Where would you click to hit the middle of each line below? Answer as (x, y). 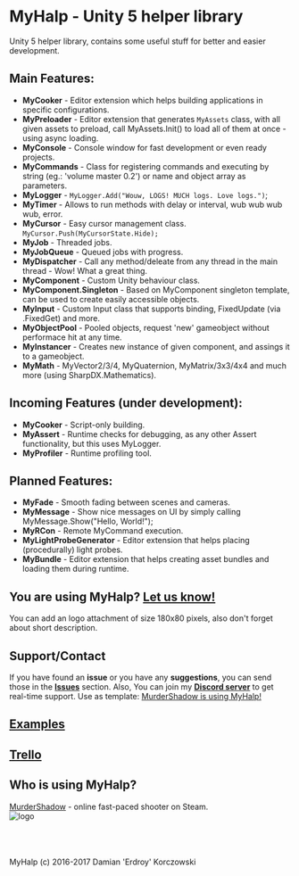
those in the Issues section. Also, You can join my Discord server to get (141, 687)
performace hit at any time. (72, 337)
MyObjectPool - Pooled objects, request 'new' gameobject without (145, 327)
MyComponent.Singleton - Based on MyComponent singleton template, (156, 289)
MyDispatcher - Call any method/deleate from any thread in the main (150, 261)
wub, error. (42, 214)
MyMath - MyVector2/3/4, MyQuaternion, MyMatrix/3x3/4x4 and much (154, 365)
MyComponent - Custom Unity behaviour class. (111, 280)
